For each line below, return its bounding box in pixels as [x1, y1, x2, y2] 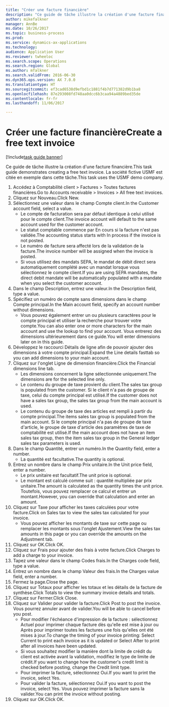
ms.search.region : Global [6, 63, 60, 68]
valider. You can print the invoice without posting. [20, 691, 122, 697]
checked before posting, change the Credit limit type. [20, 664, 131, 670]
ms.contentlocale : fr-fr [6, 96, 58, 101]
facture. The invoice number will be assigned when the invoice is [20, 248, 153, 254]
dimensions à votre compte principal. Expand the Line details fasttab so [13, 349, 160, 356]
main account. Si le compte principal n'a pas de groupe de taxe [20, 419, 151, 425]
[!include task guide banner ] [6, 154, 63, 160]
